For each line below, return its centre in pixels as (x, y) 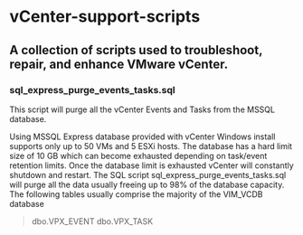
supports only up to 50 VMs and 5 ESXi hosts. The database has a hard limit (151, 146)
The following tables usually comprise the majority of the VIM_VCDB (136, 194)
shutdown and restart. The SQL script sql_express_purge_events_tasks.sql (148, 174)
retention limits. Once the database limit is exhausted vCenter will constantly (151, 165)
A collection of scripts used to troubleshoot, (136, 50)
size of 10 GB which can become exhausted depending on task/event (138, 155)
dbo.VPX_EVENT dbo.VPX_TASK (92, 221)
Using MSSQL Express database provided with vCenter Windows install (142, 136)
